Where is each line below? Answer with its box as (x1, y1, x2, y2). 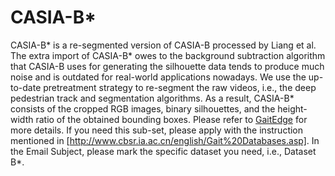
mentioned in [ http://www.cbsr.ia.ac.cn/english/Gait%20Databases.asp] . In (10, 134, 320, 146)
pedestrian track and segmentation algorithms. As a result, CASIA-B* (10, 92, 295, 104)
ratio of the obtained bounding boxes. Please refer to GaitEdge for (35, 113, 308, 125)
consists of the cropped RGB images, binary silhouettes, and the (10, 102, 276, 115)
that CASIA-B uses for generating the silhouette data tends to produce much (10, 60, 325, 72)
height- (277, 102, 308, 115)
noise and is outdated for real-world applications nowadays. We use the (10, 71, 307, 83)
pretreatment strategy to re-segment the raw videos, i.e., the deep (43, 81, 317, 93)
